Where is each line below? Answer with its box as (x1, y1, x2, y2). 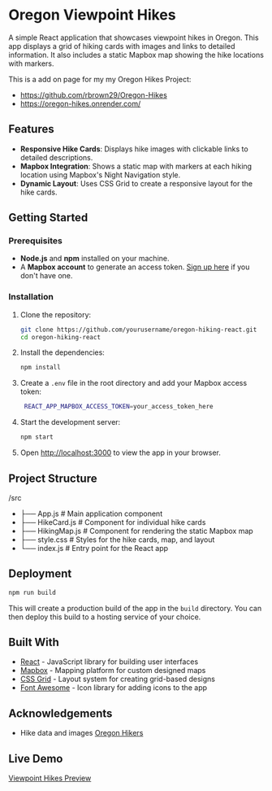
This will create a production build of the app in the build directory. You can (8, 603, 262, 613)
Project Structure (8, 471, 97, 485)
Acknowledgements (8, 706, 113, 720)
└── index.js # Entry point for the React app (19, 543, 169, 553)
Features (8, 122, 54, 136)
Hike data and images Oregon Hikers (19, 728, 144, 738)
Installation (8, 291, 54, 303)
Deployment (8, 567, 72, 581)
